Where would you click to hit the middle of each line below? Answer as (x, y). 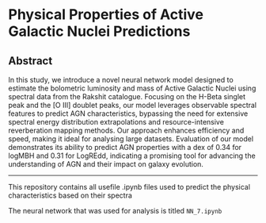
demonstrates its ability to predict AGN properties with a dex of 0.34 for (125, 147)
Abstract (30, 61)
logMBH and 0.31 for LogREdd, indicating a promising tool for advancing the (132, 156)
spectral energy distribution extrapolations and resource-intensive (116, 122)
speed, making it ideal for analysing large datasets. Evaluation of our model (131, 139)
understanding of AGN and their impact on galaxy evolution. (106, 164)
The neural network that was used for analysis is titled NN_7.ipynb (115, 211)
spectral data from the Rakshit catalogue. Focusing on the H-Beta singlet (127, 96)
